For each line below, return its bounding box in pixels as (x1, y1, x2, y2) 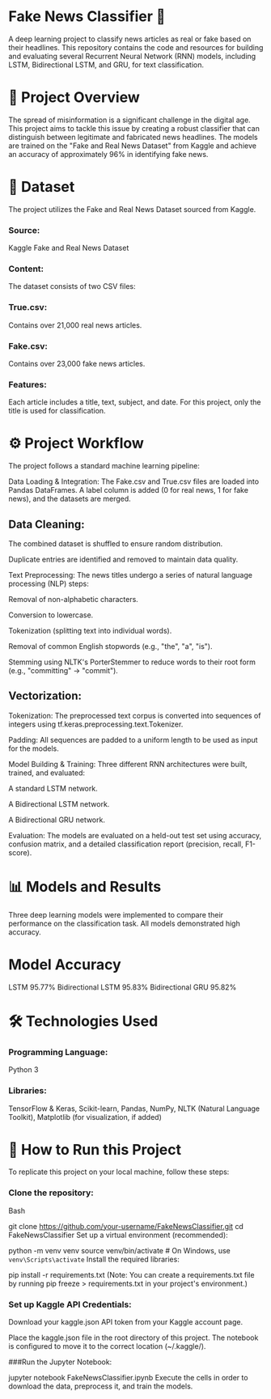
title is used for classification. (8, 406, 107, 416)
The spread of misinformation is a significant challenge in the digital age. (8, 115, 251, 125)
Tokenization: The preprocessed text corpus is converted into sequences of (8, 710, 261, 720)
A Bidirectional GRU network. (8, 815, 105, 825)
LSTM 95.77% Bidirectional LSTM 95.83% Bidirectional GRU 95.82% (8, 982, 237, 992)
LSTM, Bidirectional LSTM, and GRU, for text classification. (8, 60, 205, 70)
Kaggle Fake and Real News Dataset (8, 243, 129, 253)
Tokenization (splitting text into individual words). (8, 626, 172, 636)
